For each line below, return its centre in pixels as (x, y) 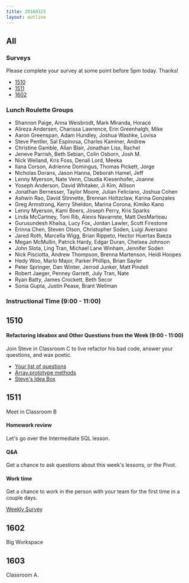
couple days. (22, 498)
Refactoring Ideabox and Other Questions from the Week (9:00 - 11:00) (95, 336)
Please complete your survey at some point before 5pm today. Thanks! (92, 71)
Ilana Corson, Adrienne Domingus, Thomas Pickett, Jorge (84, 167)
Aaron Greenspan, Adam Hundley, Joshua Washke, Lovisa (85, 135)
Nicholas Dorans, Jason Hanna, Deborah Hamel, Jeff (79, 173)
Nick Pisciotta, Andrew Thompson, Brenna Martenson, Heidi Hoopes (98, 255)
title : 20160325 (26, 12)
